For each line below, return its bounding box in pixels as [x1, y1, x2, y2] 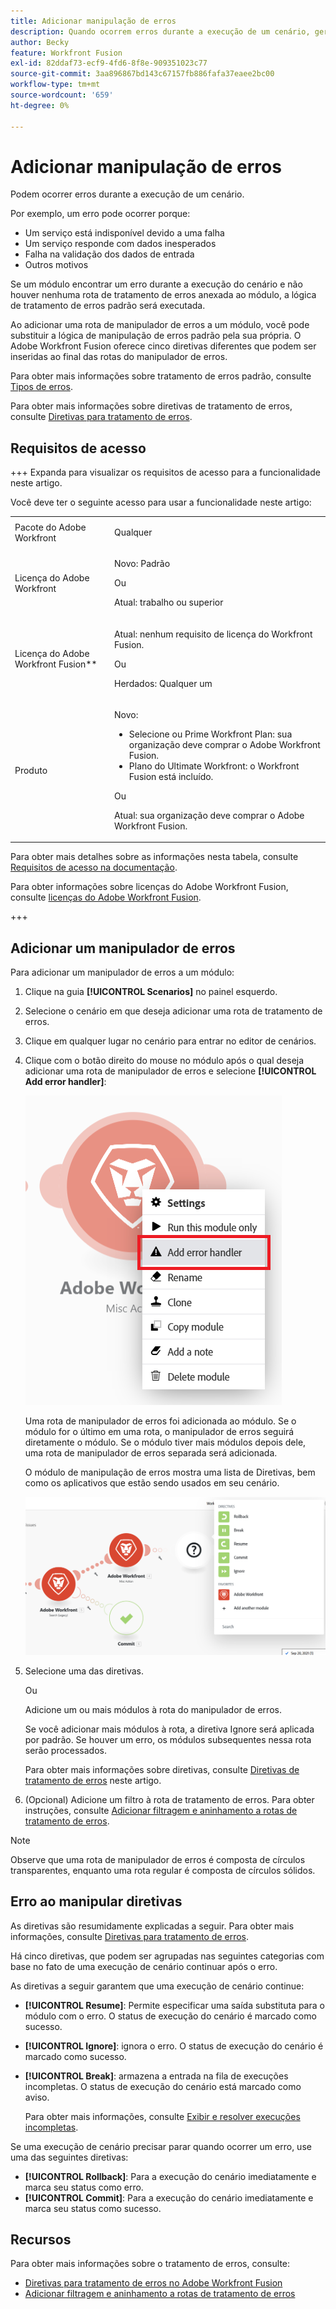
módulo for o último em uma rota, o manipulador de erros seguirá [24, 1426, 295, 1438]
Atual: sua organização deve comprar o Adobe [114, 809, 305, 821]
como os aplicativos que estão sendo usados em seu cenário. [24, 1477, 280, 1489]
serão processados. [24, 1744, 108, 1756]
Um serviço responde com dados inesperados [24, 238, 217, 250]
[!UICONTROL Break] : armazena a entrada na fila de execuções [24, 2070, 289, 2082]
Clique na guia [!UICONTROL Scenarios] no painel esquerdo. [24, 986, 278, 998]
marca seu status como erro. [24, 2181, 144, 2193]
